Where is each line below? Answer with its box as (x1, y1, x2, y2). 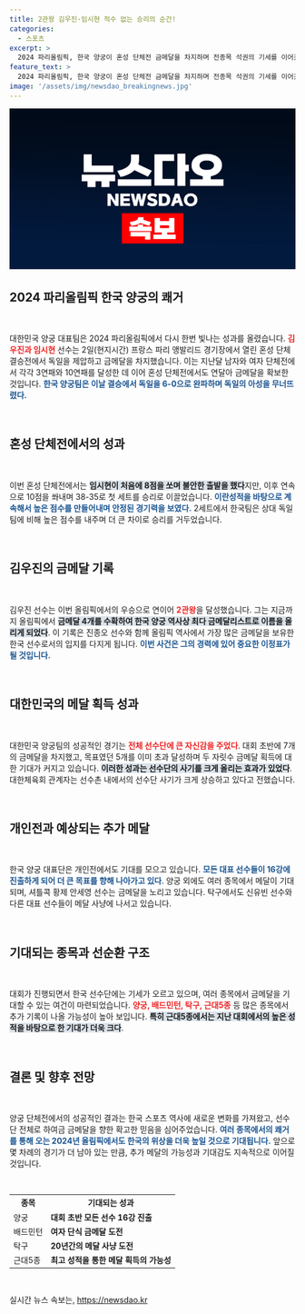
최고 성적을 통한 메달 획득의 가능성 (50, 1255, 172, 1266)
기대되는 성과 (87, 1198, 134, 1209)
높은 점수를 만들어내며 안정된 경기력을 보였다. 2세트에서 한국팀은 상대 (33, 503, 277, 513)
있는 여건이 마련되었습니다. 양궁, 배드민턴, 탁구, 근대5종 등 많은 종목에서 (35, 1000, 289, 1010)
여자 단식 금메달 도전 (50, 1226, 123, 1237)
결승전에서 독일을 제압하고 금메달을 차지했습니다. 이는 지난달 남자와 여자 (9, 355, 264, 367)
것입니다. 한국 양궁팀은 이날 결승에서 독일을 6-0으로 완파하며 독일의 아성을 (9, 378, 271, 390)
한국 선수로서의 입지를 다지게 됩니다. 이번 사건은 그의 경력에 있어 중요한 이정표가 (9, 638, 290, 649)
